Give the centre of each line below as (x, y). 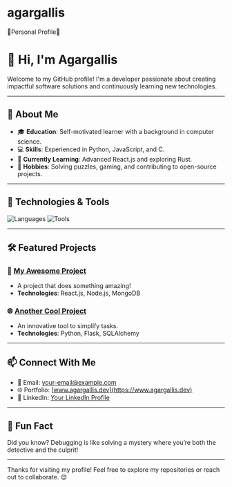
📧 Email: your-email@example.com (67, 383)
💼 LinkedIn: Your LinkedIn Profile (64, 398)
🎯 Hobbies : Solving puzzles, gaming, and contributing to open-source (117, 166)
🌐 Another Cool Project (47, 311)
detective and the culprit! (43, 450)
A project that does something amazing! (74, 286)
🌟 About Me (33, 114)
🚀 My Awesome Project (47, 271)
